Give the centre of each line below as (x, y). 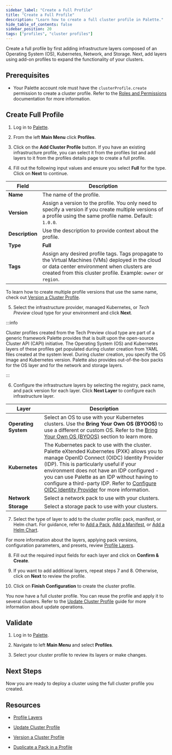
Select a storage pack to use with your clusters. (101, 506)
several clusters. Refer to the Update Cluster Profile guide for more (76, 601)
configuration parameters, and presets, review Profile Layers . (70, 545)
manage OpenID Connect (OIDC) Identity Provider (104, 458)
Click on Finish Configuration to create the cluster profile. (74, 586)
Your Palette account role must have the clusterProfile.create (80, 88)
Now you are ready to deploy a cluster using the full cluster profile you (80, 683)
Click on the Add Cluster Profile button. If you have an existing (79, 147)
